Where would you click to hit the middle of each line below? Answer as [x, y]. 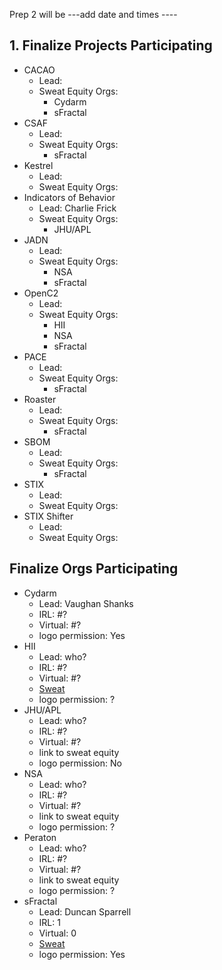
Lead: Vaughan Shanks [86, 603]
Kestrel [38, 165]
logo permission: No [80, 763]
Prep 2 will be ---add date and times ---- [93, 14]
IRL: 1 [49, 922]
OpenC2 [41, 293]
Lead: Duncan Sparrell [85, 911]
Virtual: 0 [57, 933]
